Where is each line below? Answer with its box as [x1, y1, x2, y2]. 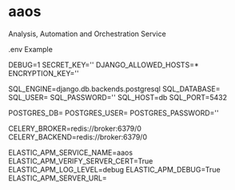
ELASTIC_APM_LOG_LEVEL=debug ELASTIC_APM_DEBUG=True [8, 164, 221, 174]
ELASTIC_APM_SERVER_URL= [8, 173, 108, 183]
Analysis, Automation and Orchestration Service [8, 29, 166, 38]
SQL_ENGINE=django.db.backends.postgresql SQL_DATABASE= [8, 83, 221, 94]
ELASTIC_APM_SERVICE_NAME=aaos [8, 148, 133, 157]
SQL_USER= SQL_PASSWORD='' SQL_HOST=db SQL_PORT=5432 [8, 92, 228, 102]
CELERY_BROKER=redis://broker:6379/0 [8, 123, 142, 133]
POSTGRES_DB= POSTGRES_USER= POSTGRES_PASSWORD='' [8, 107, 219, 118]
